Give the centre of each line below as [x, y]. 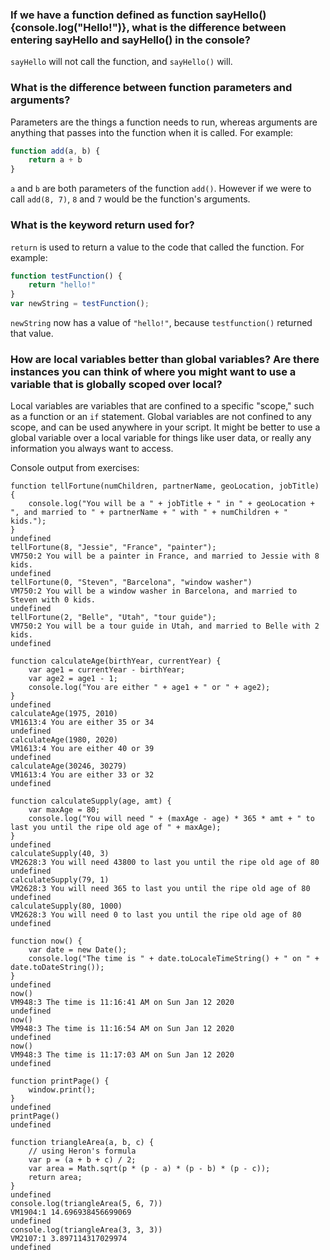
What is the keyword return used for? [102, 225]
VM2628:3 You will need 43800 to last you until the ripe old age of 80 [165, 863]
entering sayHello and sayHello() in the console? [130, 40]
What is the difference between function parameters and [151, 88]
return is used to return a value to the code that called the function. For [157, 247]
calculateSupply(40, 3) [60, 854]
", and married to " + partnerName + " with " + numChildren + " [149, 513]
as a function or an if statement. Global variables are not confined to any [161, 417]
